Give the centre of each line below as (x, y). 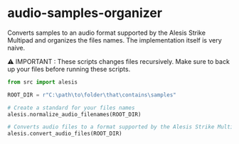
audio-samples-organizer (85, 13)
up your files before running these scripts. (69, 69)
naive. (16, 48)
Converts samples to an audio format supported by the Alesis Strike (107, 33)
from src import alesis (43, 82)
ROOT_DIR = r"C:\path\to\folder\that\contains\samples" (92, 95)
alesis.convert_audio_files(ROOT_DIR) (65, 134)
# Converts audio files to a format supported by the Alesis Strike (111, 127)
